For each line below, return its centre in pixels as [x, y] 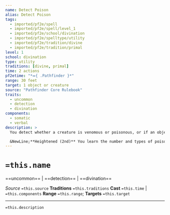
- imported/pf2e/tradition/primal [46, 48]
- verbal [19, 123]
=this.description [25, 208]
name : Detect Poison [27, 10]
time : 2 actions [22, 71]
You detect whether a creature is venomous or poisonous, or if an [82, 132]
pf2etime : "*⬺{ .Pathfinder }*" [40, 76]
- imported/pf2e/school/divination [47, 33]
